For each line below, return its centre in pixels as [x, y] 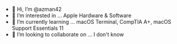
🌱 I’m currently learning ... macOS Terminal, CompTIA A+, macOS [91, 22]
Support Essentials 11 [38, 28]
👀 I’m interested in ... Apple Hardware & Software [72, 15]
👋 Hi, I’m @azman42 [37, 9]
